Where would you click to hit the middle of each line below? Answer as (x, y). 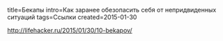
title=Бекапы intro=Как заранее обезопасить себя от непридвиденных (112, 10)
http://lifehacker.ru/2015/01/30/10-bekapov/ (70, 30)
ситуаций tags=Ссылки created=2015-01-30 (72, 17)
